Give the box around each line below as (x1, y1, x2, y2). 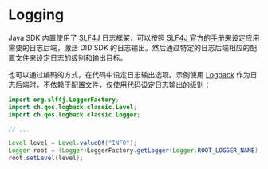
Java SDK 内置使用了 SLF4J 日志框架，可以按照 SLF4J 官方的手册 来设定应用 (8, 33, 260, 42)
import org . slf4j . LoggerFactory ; (8, 96, 120, 104)
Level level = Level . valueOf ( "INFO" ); (8, 140, 137, 147)
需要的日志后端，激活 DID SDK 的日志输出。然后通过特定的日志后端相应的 (8, 42, 250, 53)
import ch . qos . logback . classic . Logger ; (8, 110, 141, 119)
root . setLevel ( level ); (8, 154, 84, 163)
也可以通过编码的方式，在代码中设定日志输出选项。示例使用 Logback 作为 (8, 69, 251, 79)
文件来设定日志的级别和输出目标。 (14, 53, 128, 62)
